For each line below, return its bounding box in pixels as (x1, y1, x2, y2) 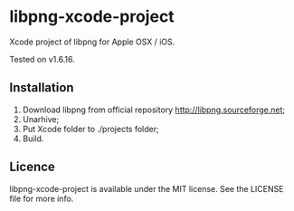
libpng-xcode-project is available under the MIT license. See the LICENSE (9, 183, 284, 194)
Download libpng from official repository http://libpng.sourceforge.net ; (22, 104, 286, 115)
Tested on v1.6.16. (9, 53, 75, 64)
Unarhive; (22, 113, 60, 124)
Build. (22, 133, 44, 144)
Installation (9, 80, 74, 96)
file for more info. (9, 193, 74, 204)
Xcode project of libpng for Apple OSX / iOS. (9, 36, 175, 47)
